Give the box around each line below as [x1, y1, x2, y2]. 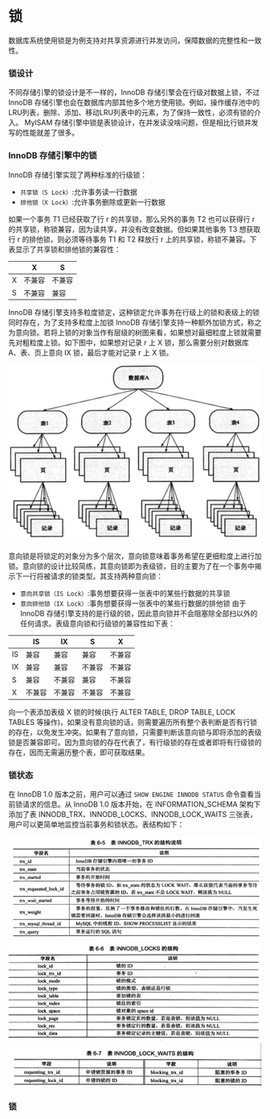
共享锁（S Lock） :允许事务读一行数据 [19, 187, 138, 197]
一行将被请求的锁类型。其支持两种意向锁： [22, 571, 163, 581]
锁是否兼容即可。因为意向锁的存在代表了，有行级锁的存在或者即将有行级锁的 [8, 737, 262, 747]
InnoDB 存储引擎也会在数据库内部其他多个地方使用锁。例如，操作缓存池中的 [8, 97, 260, 107]
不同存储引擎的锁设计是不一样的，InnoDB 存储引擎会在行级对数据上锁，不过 [8, 88, 260, 97]
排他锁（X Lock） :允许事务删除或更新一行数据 [19, 197, 166, 206]
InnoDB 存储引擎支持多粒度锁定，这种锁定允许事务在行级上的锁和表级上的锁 [8, 308, 260, 317]
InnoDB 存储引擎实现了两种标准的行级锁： [8, 170, 147, 180]
